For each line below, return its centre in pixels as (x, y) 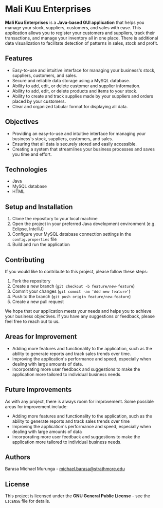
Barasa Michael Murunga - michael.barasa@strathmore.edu (65, 469)
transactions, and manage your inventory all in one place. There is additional (81, 38)
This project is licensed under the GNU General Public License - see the (78, 496)
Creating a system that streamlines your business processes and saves (83, 149)
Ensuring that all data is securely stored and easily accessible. (74, 144)
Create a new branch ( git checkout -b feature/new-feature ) (73, 286)
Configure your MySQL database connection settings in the (72, 234)
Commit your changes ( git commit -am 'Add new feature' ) (71, 291)
